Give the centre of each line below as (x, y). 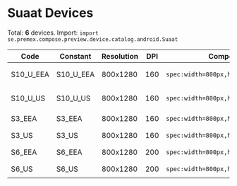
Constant (75, 56)
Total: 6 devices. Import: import (53, 33)
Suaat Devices (50, 13)
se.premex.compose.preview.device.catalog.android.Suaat (93, 39)
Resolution (120, 56)
